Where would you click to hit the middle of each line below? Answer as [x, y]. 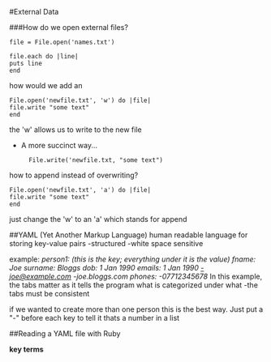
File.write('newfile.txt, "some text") [96, 160]
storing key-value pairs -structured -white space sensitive [106, 243]
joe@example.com [41, 276]
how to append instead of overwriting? [74, 175]
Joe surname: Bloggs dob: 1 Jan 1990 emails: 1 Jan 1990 [104, 268]
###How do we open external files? [69, 27]
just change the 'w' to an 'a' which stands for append [98, 219]
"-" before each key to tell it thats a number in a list [95, 318]
